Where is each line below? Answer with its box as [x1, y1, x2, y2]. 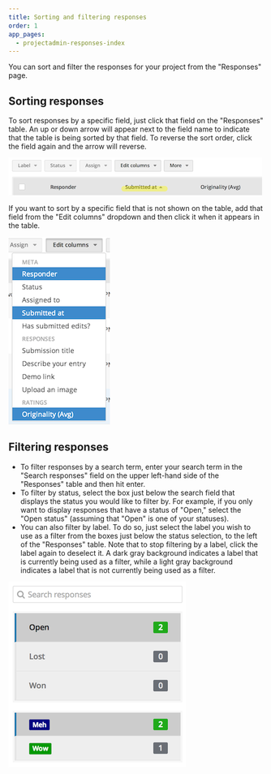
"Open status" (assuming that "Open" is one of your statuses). [19, 514, 230, 523]
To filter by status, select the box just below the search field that [19, 488, 235, 497]
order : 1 [8, 21, 38, 30]
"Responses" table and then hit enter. [19, 479, 146, 488]
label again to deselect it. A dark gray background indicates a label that [19, 548, 258, 557]
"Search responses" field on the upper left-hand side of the [19, 471, 219, 480]
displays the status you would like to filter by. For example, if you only [19, 496, 253, 506]
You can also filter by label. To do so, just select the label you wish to [19, 522, 252, 531]
